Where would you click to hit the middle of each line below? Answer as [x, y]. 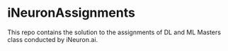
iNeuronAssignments [72, 13]
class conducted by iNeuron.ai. [53, 39]
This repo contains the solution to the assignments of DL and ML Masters [114, 32]
